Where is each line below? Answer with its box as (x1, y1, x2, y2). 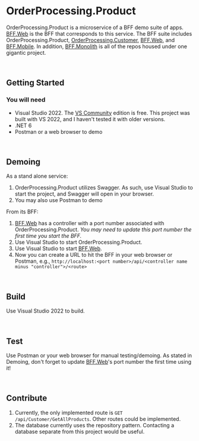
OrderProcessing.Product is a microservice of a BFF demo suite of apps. (6, 24, 184, 31)
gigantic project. (6, 49, 46, 56)
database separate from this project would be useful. (14, 428, 145, 435)
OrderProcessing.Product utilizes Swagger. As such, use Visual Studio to (14, 184, 193, 191)
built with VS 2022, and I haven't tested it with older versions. (14, 115, 166, 122)
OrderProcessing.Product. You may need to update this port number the (14, 226, 192, 233)
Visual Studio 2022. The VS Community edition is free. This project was (14, 109, 190, 116)
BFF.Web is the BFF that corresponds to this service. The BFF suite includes (6, 30, 192, 37)
